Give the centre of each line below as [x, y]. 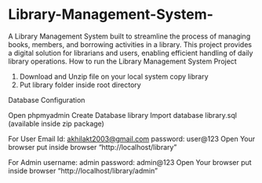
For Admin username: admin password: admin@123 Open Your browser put [130, 162]
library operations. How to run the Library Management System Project [122, 61]
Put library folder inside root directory [80, 85]
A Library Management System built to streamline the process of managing [129, 36]
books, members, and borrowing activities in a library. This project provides [130, 44]
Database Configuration [47, 100]
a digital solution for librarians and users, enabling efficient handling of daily [131, 53]
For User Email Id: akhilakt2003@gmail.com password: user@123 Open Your [132, 138]
